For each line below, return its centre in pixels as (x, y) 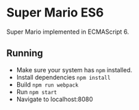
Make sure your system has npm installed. (74, 69)
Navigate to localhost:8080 (54, 99)
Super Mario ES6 (55, 13)
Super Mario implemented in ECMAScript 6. (68, 32)
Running (25, 53)
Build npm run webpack (47, 85)
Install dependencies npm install (63, 77)
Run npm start (37, 91)
